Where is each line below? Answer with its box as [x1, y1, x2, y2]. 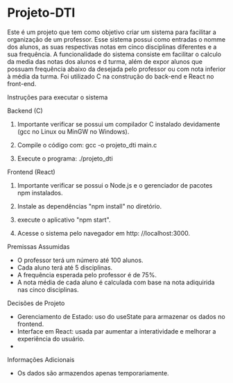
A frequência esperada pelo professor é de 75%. [17, 270, 157, 279]
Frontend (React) [7, 168, 55, 176]
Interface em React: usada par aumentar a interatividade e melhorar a [17, 327, 216, 335]
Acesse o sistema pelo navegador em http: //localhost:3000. [17, 229, 191, 237]
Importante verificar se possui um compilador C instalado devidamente [17, 120, 221, 128]
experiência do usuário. [17, 334, 85, 343]
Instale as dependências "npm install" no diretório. [17, 202, 162, 210]
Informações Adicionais [7, 355, 75, 364]
